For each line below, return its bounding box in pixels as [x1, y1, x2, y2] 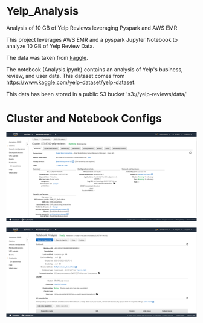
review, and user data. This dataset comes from [6, 72, 125, 79]
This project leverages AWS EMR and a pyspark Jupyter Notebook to [6, 36, 178, 43]
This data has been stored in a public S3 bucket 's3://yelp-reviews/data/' [6, 90, 188, 97]
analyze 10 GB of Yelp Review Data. [6, 42, 95, 50]
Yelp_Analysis [6, 4, 79, 18]
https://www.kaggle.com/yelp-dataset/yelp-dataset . [6, 79, 136, 86]
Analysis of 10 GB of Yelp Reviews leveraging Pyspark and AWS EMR [6, 24, 178, 31]
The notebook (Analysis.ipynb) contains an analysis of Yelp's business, [6, 65, 183, 73]
